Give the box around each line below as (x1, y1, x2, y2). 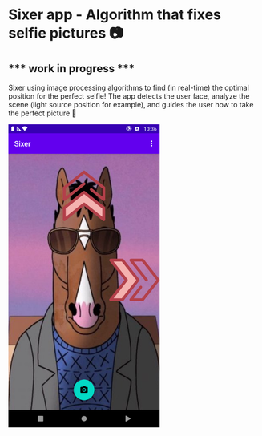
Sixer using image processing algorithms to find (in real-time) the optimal (8, 83, 250, 92)
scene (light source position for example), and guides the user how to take (8, 100, 254, 109)
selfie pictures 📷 (8, 24, 124, 42)
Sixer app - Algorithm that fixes (8, 6, 222, 24)
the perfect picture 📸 (8, 108, 77, 118)
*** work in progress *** (8, 62, 135, 75)
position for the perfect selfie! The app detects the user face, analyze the (8, 91, 250, 101)
